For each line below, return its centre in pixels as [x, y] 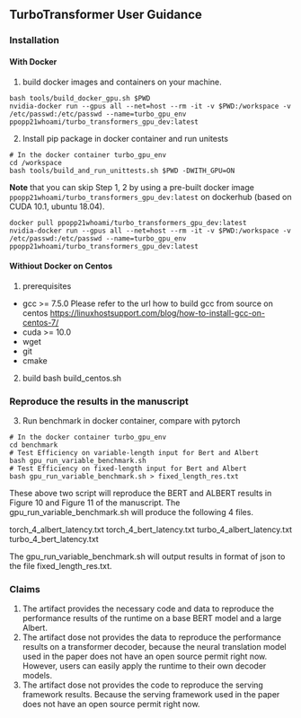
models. [37, 676]
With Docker [33, 61]
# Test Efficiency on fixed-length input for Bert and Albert [128, 469]
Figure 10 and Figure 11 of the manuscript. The [95, 503]
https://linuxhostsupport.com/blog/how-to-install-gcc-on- [157, 312]
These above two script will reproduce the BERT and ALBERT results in [141, 494]
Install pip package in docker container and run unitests [125, 138]
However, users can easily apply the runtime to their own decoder [144, 666]
